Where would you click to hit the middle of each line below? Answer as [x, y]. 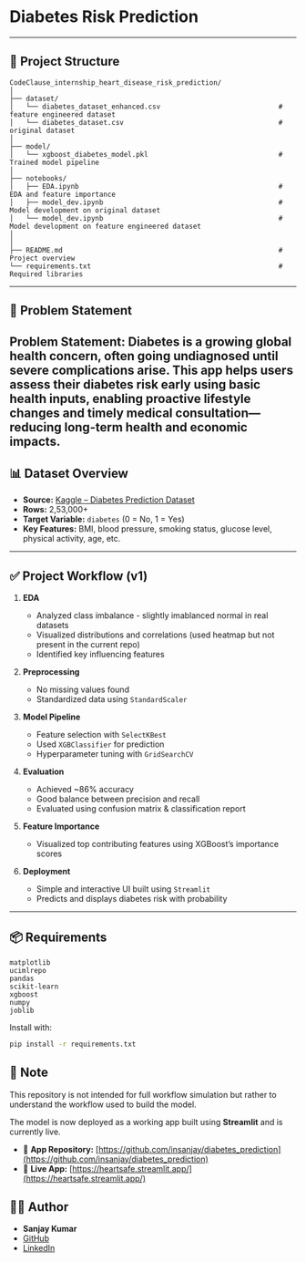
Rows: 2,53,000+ [56, 510]
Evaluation [43, 771]
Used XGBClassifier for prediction [100, 744]
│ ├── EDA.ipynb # [146, 186]
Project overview [42, 258]
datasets [52, 626]
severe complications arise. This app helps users [152, 370]
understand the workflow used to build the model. [103, 1104]
